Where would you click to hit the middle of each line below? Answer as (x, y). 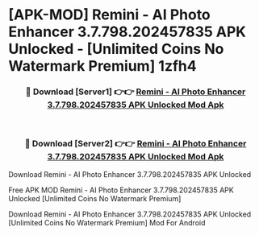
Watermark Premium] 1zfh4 (102, 66)
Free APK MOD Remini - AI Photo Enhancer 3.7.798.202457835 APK (121, 190)
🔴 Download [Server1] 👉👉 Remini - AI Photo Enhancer (136, 92)
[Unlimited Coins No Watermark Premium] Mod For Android (107, 222)
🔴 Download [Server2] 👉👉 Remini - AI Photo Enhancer (136, 144)
